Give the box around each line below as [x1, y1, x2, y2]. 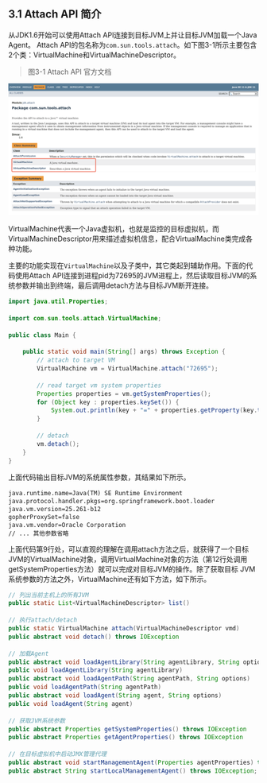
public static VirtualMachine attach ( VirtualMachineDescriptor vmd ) [8, 625, 240, 633]
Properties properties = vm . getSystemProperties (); [37, 390, 212, 397]
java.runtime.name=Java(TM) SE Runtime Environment [8, 489, 183, 497]
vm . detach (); [37, 440, 80, 448]
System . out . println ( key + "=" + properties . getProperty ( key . [50, 406, 258, 415]
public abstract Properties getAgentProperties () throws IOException [8, 734, 244, 742]
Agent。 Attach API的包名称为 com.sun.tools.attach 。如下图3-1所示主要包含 [8, 40, 257, 49]
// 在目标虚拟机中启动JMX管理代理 [8, 750, 107, 758]
